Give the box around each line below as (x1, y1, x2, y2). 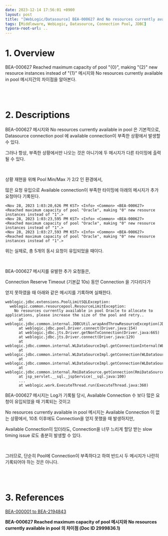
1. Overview (5, 48, 55, 59)
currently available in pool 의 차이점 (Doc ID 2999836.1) (5, 525, 120, 531)
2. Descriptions (5, 109, 70, 121)
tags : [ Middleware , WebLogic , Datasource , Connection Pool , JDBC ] (5, 21, 146, 27)
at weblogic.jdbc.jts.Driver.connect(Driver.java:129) (18, 334, 135, 339)
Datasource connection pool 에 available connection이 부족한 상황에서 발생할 (5, 133, 161, 138)
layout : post (5, 12, 32, 17)
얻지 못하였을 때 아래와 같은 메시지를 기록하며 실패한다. (5, 289, 112, 295)
